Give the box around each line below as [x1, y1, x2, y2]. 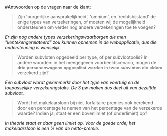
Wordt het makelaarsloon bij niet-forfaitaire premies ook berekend [17, 100, 153, 106]
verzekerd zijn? [17, 70, 49, 76]
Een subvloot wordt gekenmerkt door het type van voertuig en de [5, 79, 140, 85]
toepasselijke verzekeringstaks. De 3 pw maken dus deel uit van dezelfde [5, 85, 157, 91]
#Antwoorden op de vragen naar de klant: [5, 4, 91, 10]
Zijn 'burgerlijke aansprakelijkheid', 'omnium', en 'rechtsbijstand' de [17, 14, 156, 19]
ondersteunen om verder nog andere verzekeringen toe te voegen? [17, 24, 156, 30]
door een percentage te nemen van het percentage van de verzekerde [17, 105, 162, 111]
